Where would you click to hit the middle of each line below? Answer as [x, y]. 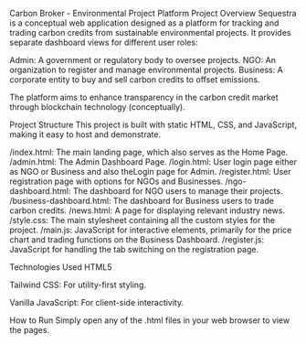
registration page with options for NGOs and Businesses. [116, 181]
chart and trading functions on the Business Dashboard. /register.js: [137, 240]
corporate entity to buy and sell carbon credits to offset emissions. [135, 80]
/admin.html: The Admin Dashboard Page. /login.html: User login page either [153, 162]
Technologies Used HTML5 [61, 267]
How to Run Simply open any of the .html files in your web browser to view [150, 320]
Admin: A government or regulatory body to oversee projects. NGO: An [143, 60]
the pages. [30, 330]
